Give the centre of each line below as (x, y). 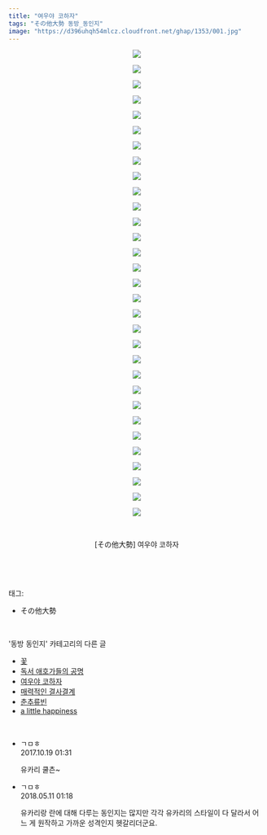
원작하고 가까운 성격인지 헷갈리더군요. (98, 823)
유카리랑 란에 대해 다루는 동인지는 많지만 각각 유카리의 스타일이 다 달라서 (135, 813)
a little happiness (48, 711)
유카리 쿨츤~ (40, 770)
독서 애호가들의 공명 (52, 671)
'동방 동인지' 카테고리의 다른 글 (57, 644)
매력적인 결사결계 (48, 692)
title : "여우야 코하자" (44, 16)
